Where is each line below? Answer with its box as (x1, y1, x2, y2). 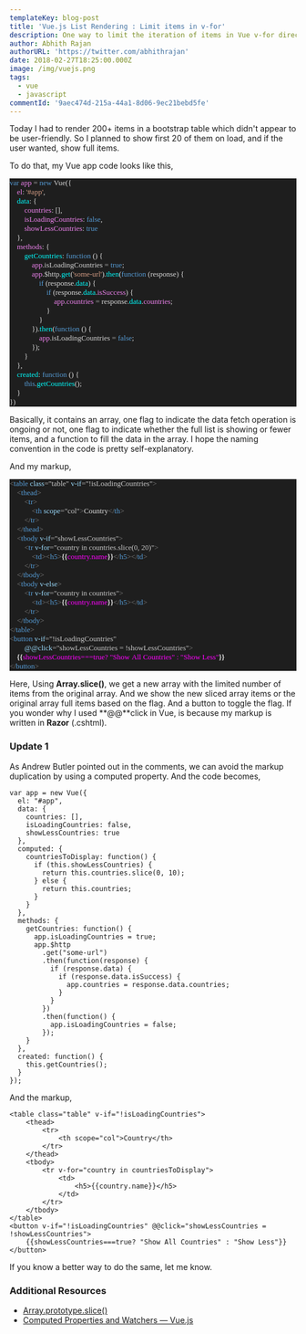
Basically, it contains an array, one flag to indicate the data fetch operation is (9, 415, 297, 425)
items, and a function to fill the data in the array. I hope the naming (9, 434, 259, 445)
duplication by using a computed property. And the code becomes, (9, 771, 261, 782)
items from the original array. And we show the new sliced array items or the (9, 688, 296, 699)
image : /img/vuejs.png (9, 65, 96, 74)
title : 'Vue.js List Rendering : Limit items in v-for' (9, 22, 226, 31)
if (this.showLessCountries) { (33, 860, 153, 869)
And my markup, (9, 461, 72, 472)
